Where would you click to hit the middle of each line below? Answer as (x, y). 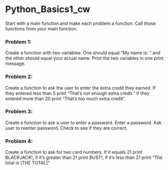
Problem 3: (19, 111)
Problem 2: (19, 77)
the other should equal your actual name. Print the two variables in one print (85, 58)
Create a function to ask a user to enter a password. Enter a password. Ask (83, 122)
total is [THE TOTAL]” (27, 163)
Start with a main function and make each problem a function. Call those (80, 23)
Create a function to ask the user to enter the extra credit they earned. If (80, 88)
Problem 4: (19, 141)
